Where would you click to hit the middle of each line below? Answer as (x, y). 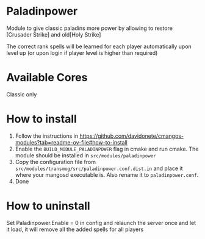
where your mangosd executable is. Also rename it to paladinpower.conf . (107, 174)
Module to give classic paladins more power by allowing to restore (89, 28)
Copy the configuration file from (56, 162)
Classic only (22, 94)
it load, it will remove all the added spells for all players (75, 229)
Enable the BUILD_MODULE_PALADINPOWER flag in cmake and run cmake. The (107, 149)
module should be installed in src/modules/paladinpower (86, 155)
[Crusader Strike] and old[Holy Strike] (54, 34)
